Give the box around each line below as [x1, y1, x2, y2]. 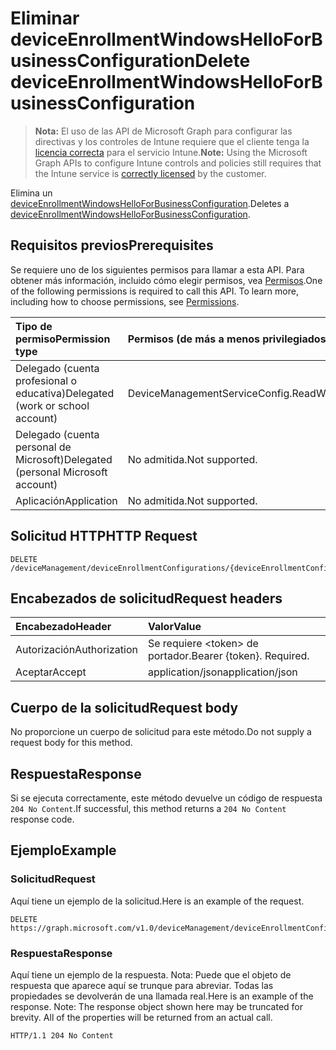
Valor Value [147, 620, 202, 634]
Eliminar [10, 7, 80, 30]
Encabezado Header [15, 620, 112, 634]
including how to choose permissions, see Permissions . [10, 295, 240, 307]
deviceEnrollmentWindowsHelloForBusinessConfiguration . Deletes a [10, 197, 290, 209]
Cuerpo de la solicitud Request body [10, 699, 239, 716]
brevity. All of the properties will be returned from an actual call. [10, 1011, 273, 1023]
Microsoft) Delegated [15, 452, 113, 466]
